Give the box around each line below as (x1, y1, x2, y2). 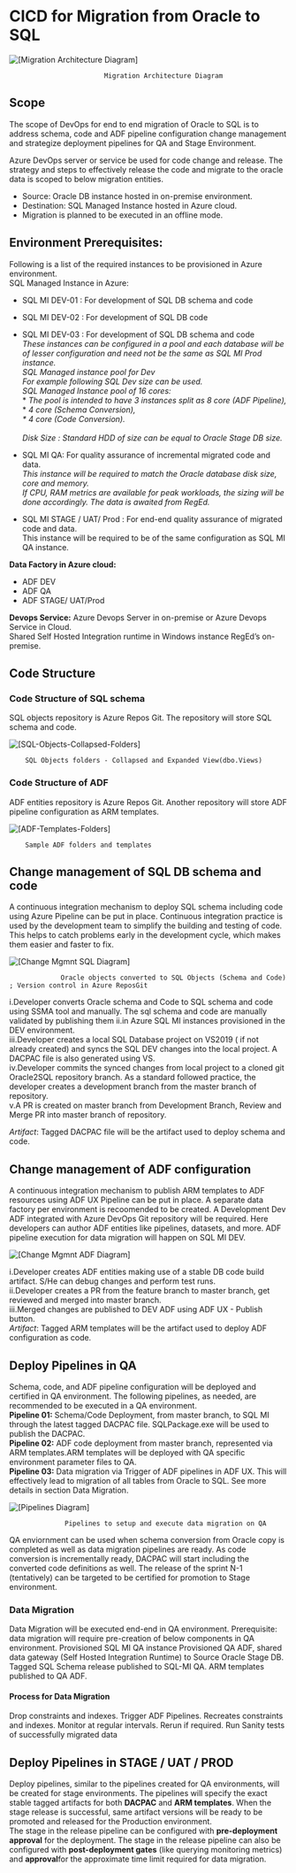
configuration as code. (9, 1332, 92, 1343)
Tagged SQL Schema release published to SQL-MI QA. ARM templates (9, 1662, 265, 1672)
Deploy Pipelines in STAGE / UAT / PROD (9, 1754, 234, 1770)
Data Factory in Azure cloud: (9, 559, 117, 570)
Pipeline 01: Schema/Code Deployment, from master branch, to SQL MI (9, 1409, 269, 1420)
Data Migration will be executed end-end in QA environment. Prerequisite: (9, 1624, 277, 1634)
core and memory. (21, 478, 90, 488)
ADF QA (21, 586, 51, 596)
